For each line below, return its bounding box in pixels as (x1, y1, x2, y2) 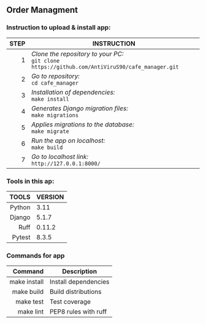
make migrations (31, 112, 78, 118)
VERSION (36, 193, 64, 201)
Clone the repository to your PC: (31, 49, 124, 58)
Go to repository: (31, 72, 80, 80)
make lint (17, 307, 44, 316)
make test (15, 298, 44, 306)
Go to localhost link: (31, 152, 89, 161)
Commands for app (6, 251, 65, 260)
